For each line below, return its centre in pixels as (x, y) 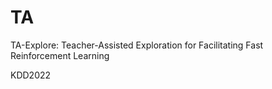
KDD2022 (31, 75)
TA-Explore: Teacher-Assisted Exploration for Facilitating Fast (137, 45)
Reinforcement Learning (60, 55)
